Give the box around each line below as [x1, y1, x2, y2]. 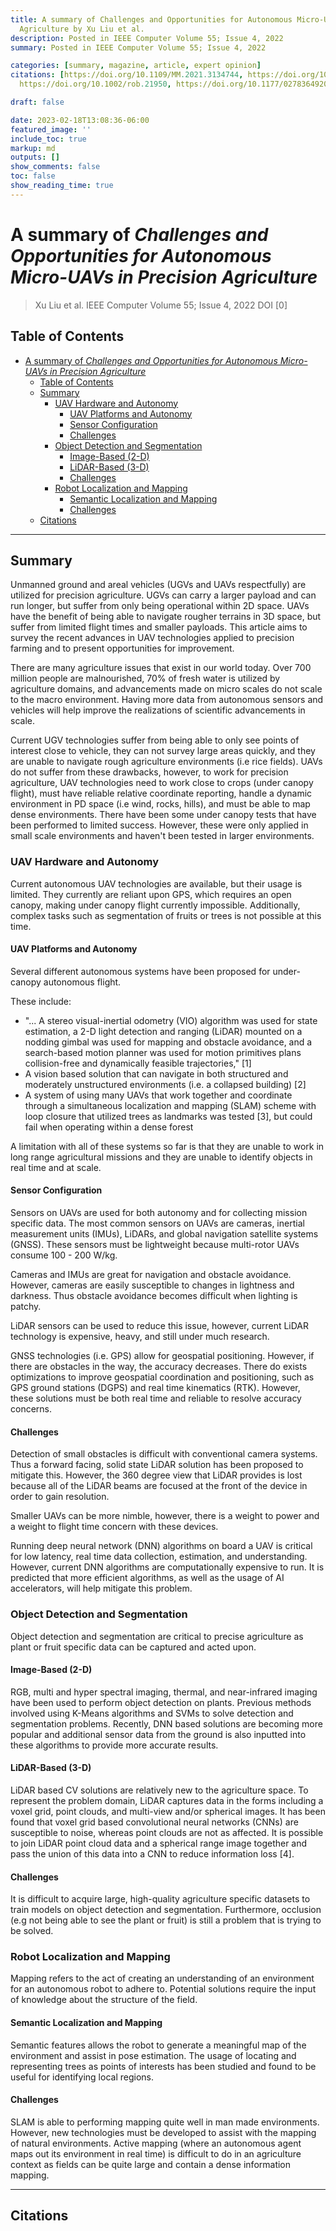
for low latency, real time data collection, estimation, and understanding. [10, 1551, 308, 1563]
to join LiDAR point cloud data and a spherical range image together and [10, 1837, 308, 1849]
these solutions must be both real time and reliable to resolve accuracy [10, 1392, 302, 1405]
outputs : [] [10, 152, 60, 163]
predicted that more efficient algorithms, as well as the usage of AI [10, 1572, 285, 1584]
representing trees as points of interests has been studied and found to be [10, 2060, 317, 2072]
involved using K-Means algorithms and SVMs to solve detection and [10, 1707, 294, 1719]
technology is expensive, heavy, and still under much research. [10, 1331, 270, 1343]
